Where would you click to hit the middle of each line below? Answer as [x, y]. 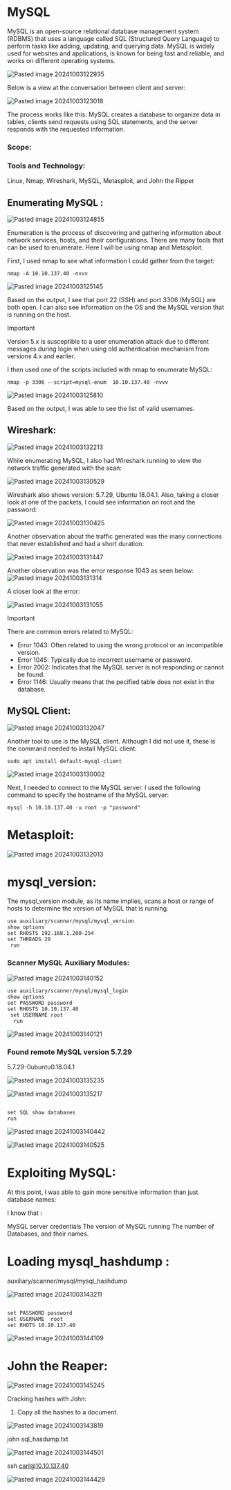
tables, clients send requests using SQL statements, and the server [103, 121]
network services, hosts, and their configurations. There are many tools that [115, 240]
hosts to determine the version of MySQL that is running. [88, 909]
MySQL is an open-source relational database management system [103, 31]
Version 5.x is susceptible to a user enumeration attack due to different [108, 341]
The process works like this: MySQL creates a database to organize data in [114, 114]
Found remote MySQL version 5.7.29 [70, 1052]
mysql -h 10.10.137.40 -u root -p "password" [74, 807]
